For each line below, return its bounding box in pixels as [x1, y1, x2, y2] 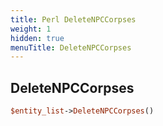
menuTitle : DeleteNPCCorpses [10, 42, 132, 53]
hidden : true [10, 33, 65, 43]
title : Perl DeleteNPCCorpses [10, 14, 137, 25]
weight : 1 [10, 24, 52, 34]
